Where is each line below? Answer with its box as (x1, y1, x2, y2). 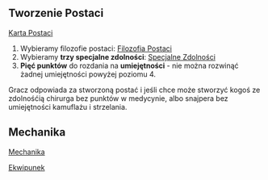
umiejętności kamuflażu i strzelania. (8, 102, 128, 111)
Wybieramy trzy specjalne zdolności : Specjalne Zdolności (19, 52, 216, 61)
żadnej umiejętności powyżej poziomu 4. (19, 69, 156, 79)
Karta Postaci (8, 27, 53, 37)
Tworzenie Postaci (8, 6, 104, 20)
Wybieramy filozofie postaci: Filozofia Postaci (19, 44, 172, 53)
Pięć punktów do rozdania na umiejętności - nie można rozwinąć (19, 61, 240, 70)
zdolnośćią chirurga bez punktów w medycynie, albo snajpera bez (8, 93, 228, 103)
